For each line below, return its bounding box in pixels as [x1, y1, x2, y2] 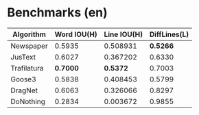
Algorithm [12, 29, 47, 39]
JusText [10, 52, 36, 62]
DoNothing [10, 97, 46, 106]
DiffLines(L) [149, 29, 189, 39]
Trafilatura [10, 63, 44, 73]
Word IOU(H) [54, 29, 97, 39]
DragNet [10, 86, 38, 95]
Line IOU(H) [104, 29, 143, 39]
